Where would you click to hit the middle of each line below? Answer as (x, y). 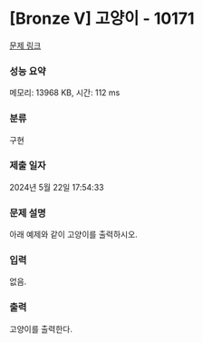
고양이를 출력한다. (41, 328)
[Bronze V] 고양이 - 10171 (102, 19)
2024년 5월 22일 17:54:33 (57, 187)
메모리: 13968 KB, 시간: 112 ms (65, 93)
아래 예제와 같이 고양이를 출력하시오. (73, 235)
